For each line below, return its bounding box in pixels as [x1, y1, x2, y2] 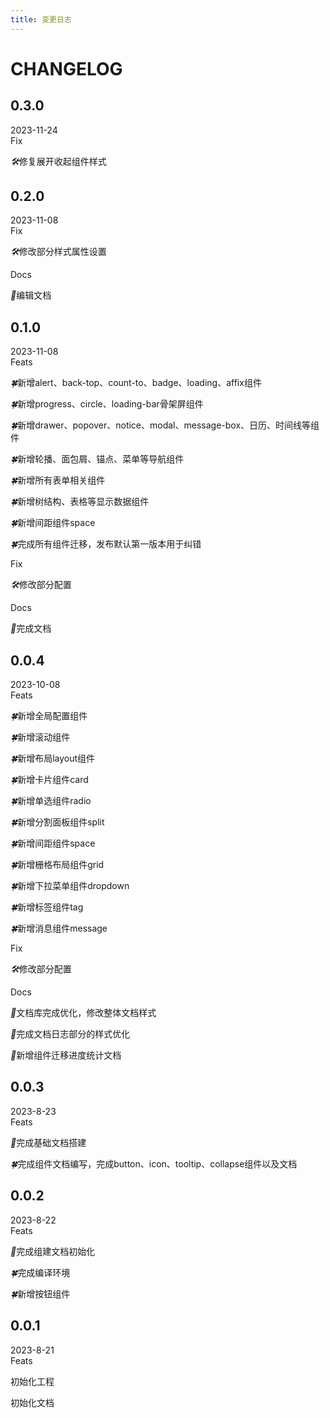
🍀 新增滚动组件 [10, 731, 71, 743]
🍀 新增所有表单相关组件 [10, 474, 106, 486]
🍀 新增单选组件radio [10, 795, 92, 807]
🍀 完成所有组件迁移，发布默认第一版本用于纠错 [10, 538, 202, 550]
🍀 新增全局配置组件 [10, 710, 88, 722]
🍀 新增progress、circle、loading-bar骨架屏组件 [10, 398, 204, 410]
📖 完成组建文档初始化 [10, 1245, 96, 1257]
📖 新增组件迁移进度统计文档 [10, 1049, 122, 1061]
